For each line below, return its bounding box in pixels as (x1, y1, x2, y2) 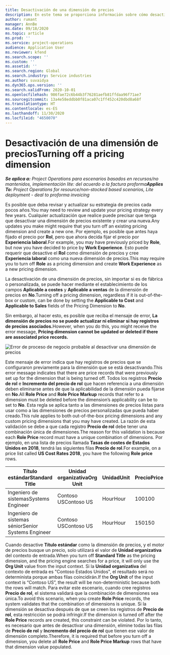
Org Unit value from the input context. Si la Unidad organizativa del (5, 563, 147, 569)
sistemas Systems (8, 495, 50, 502)
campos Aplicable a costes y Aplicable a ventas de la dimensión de (5, 286, 148, 292)
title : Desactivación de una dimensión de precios (5, 7, 114, 13)
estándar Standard (8, 474, 53, 481)
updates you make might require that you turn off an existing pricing (5, 223, 147, 229)
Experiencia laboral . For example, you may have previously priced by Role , (5, 239, 161, 245)
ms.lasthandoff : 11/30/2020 (5, 111, 65, 116)
